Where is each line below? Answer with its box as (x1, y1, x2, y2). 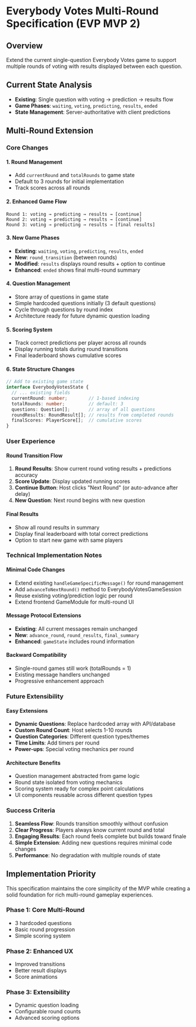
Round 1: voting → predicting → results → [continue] (6, 211, 143, 217)
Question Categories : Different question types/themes (14, 733, 150, 740)
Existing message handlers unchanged (14, 671, 110, 678)
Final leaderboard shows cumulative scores (14, 352, 122, 359)
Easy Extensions (6, 707, 48, 714)
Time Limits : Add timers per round (14, 739, 100, 746)
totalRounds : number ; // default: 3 (11, 401, 124, 407)
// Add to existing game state (6, 378, 84, 385)
